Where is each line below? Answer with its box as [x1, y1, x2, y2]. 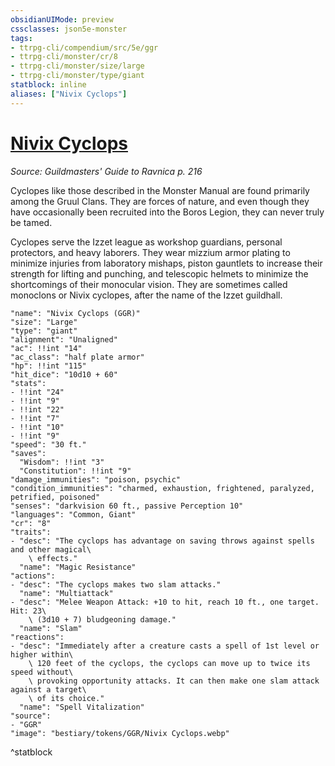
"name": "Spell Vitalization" [19, 702, 145, 712]
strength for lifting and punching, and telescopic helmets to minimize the [10, 267, 309, 280]
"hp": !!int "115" [10, 361, 87, 371]
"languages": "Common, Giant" [10, 509, 137, 520]
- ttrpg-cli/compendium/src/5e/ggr [10, 42, 159, 53]
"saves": [10, 448, 47, 458]
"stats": [10, 378, 47, 388]
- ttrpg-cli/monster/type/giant [10, 71, 145, 81]
